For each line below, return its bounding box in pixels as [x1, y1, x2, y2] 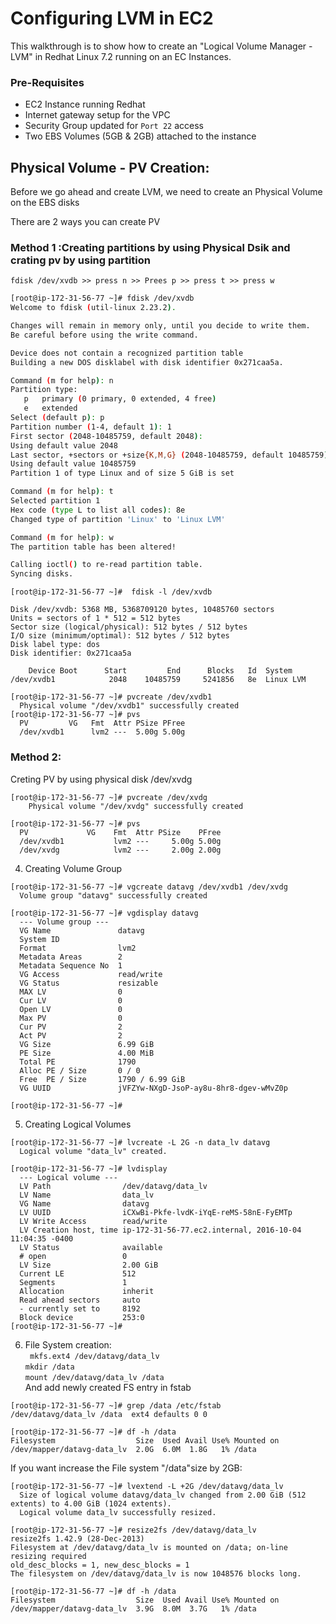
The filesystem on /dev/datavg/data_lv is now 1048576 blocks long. [10, 1568, 302, 1579]
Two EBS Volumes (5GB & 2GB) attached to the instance [24, 130, 257, 142]
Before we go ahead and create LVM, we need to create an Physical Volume [10, 186, 323, 198]
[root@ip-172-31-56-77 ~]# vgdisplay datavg [10, 908, 199, 918]
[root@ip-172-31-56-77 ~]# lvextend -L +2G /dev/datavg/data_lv [10, 1481, 284, 1491]
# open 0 [19, 1251, 128, 1261]
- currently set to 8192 [19, 1303, 141, 1314]
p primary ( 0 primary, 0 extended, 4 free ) [23, 394, 217, 404]
